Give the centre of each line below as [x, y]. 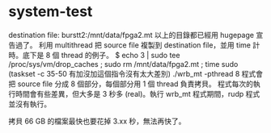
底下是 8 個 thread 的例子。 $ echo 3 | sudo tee [101, 55]
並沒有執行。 [30, 104]
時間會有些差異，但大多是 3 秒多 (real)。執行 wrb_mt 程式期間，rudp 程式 [138, 94]
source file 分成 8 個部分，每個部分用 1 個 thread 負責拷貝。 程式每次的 [135, 84]
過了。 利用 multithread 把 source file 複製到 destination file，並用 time [133, 45]
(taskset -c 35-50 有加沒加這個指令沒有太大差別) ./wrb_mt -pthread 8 [124, 73]
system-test [51, 12]
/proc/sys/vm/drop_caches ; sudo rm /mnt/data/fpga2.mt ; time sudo [123, 64]
